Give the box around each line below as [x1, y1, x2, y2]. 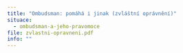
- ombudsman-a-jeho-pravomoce [13, 23, 100, 30]
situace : [7, 17, 32, 23]
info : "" [7, 36, 32, 43]
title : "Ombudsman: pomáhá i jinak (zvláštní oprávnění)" [7, 10, 177, 17]
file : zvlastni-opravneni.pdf [7, 29, 94, 36]
